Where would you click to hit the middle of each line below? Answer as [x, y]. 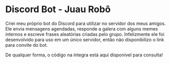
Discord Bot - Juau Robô [58, 9]
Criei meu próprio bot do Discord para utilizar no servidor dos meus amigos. [86, 23]
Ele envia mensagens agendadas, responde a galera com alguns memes [82, 28]
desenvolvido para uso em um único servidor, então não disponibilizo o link [85, 40]
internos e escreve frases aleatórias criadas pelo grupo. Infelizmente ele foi [85, 34]
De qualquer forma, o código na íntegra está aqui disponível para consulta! [84, 55]
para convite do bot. [27, 45]
